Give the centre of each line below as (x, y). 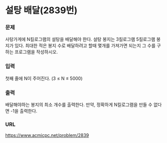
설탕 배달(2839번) (41, 10)
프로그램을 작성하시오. (36, 52)
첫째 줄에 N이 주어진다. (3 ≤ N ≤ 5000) (44, 78)
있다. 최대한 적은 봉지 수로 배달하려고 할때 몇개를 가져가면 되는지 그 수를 (85, 45)
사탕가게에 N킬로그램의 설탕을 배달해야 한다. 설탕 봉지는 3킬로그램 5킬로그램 (80, 39)
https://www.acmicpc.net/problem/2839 (47, 135)
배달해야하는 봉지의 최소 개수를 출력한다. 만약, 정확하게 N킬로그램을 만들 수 (79, 105)
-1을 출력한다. (24, 111)
